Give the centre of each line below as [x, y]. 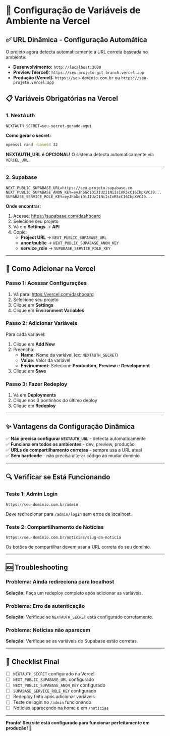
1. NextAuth [20, 116]
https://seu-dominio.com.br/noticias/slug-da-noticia [64, 537]
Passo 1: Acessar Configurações [46, 283]
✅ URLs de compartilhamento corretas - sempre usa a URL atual [74, 450]
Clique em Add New [34, 344]
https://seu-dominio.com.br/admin [42, 505]
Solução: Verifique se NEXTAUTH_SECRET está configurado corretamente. [79, 617]
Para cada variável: [26, 334]
